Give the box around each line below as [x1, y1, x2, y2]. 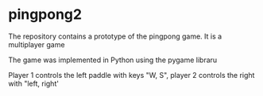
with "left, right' [8, 79, 60, 88]
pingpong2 [8, 6, 82, 24]
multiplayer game [8, 39, 65, 49]
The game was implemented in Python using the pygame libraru [8, 55, 218, 65]
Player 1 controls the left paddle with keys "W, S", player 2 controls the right [8, 70, 255, 79]
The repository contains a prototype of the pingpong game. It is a [8, 31, 222, 41]
